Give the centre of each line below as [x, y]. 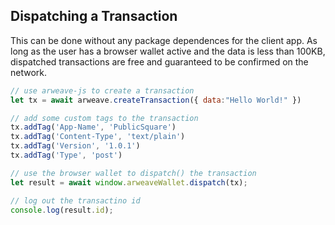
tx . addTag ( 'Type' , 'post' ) [66, 155]
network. [29, 72]
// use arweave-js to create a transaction [102, 90]
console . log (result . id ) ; [62, 210]
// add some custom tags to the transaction [104, 118]
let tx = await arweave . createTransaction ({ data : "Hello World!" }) [156, 100]
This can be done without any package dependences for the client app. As [164, 40]
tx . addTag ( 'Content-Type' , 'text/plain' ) [98, 137]
